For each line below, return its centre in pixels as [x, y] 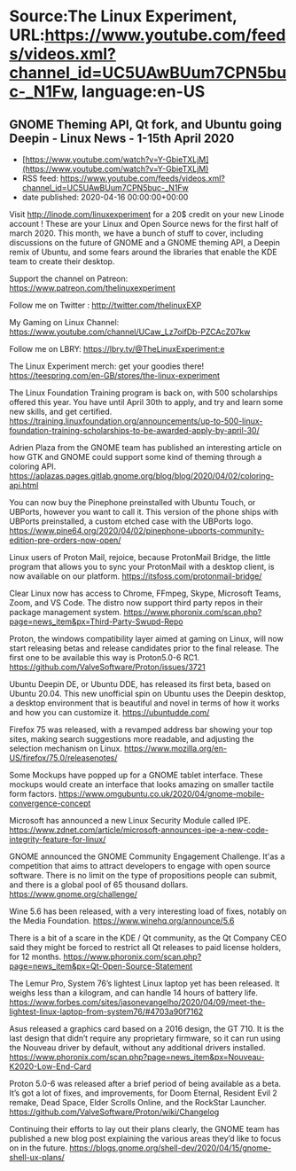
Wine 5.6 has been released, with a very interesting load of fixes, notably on [148, 911]
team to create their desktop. [62, 262]
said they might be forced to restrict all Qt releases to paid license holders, [145, 947]
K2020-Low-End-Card [50, 1066]
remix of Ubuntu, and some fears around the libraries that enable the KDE [143, 252]
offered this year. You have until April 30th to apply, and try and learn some [146, 402]
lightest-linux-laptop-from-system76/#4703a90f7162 [106, 1011]
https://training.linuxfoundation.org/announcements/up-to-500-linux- [136, 421]
